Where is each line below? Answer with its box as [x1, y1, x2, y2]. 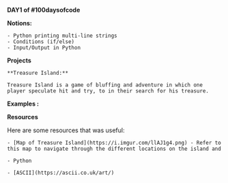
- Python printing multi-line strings [7, 32, 117, 39]
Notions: [7, 19, 32, 27]
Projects [7, 56, 32, 64]
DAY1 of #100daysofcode [7, 6, 81, 14]
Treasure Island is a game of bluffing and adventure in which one [7, 82, 203, 88]
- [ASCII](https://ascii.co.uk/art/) [7, 169, 115, 176]
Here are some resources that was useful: [7, 126, 125, 134]
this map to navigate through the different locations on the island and [7, 145, 222, 152]
